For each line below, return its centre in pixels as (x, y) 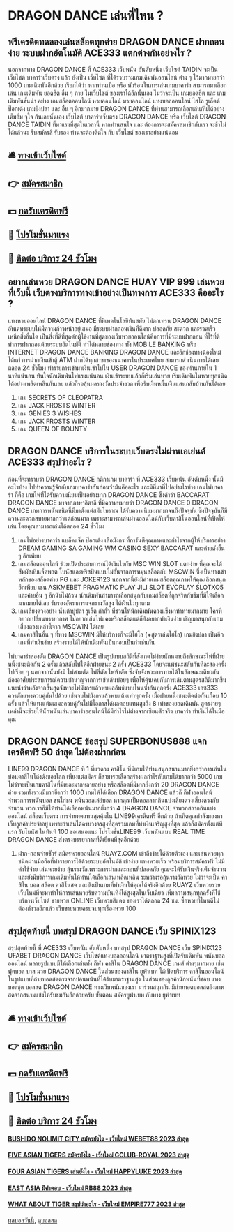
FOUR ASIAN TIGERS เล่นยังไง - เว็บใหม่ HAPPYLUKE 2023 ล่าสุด (95, 1171)
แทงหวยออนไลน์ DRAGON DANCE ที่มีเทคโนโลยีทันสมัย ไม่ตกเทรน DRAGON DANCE (115, 320)
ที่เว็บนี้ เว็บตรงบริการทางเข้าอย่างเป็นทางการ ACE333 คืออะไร (116, 293)
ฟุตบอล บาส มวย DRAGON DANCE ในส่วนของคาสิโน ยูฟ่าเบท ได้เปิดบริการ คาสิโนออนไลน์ (116, 972)
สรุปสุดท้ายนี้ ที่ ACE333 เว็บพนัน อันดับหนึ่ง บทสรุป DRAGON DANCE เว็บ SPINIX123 (115, 948)
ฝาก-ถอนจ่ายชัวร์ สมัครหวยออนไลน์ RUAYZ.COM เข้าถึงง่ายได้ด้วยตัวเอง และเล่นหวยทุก (120, 854)
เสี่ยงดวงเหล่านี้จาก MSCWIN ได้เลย (61, 626)
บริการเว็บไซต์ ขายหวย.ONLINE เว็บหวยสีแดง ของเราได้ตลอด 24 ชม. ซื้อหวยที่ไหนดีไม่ (119, 900)
